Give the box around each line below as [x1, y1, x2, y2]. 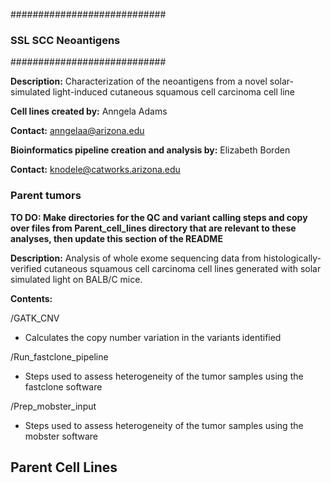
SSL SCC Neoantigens [10, 33, 121, 47]
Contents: [10, 292, 53, 304]
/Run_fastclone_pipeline [10, 350, 109, 363]
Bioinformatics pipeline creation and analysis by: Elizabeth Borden [10, 144, 291, 156]
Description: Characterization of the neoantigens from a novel [10, 75, 268, 88]
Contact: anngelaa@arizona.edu [10, 125, 145, 137]
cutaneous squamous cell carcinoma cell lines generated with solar [43, 262, 322, 274]
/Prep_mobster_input [10, 400, 97, 412]
